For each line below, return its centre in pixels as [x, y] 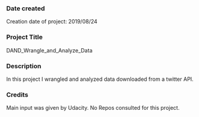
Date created [26, 8]
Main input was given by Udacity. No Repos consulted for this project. [93, 108]
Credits [17, 95]
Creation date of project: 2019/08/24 [52, 22]
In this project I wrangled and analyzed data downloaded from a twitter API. [100, 79]
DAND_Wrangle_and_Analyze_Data [49, 50]
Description [24, 66]
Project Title [25, 37]
